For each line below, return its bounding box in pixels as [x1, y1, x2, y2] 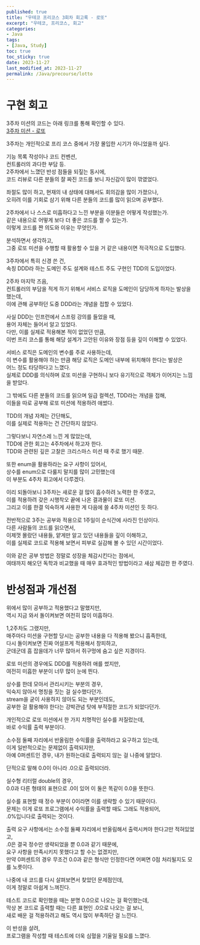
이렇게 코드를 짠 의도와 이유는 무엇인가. [6, 224, 98, 232]
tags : [6, 37, 20, 43]
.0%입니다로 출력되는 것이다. [6, 813, 74, 820]
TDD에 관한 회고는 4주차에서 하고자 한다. [6, 440, 103, 447]
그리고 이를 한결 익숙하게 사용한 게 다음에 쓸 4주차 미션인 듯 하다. [6, 504, 159, 511]
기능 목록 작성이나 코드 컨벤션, [6, 153, 77, 160]
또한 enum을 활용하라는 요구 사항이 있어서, [6, 461, 107, 468]
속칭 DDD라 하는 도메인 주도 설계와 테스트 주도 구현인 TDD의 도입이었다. [6, 265, 177, 272]
